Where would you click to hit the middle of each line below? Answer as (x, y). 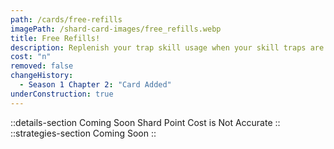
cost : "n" (31, 57)
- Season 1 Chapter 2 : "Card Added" (95, 85)
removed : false (42, 66)
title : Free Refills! (55, 38)
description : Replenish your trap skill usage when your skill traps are (167, 47)
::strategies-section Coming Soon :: (83, 133)
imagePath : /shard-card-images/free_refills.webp (116, 29)
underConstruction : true (62, 94)
